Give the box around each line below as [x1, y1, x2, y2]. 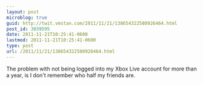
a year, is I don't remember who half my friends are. [6, 71, 136, 79]
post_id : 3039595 [6, 25, 50, 32]
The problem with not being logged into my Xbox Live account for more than [6, 65, 197, 72]
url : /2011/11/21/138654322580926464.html [6, 49, 115, 55]
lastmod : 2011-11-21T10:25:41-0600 [6, 37, 96, 43]
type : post [6, 43, 34, 49]
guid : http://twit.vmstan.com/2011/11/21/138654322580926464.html [6, 20, 178, 26]
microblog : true [6, 15, 47, 21]
